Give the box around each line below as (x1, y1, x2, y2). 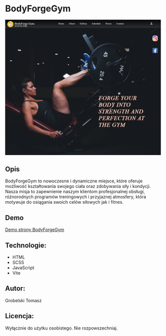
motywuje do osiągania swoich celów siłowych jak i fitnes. (5, 199, 124, 205)
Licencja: (5, 312, 34, 320)
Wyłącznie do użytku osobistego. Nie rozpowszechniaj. (5, 325, 118, 331)
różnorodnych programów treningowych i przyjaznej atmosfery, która (5, 194, 147, 200)
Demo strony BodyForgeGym (5, 226, 64, 233)
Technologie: (5, 241, 47, 249)
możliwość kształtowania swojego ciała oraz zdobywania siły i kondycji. (5, 183, 151, 189)
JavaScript (12, 265, 35, 271)
